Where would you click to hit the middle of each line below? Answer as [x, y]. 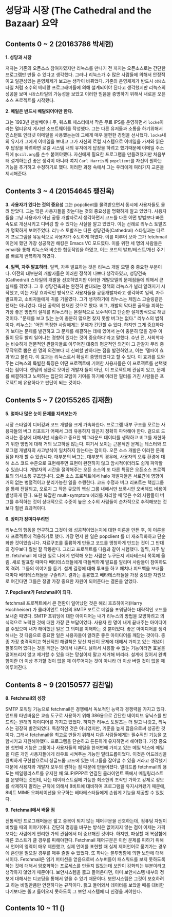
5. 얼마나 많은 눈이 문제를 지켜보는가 [41, 414]
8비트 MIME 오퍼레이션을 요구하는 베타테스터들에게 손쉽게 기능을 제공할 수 [80, 793]
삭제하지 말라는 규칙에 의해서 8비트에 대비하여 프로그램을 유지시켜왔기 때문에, [88, 786]
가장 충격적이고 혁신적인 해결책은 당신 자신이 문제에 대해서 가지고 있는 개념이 [87, 641]
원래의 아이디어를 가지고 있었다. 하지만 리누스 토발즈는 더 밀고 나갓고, [88, 722]
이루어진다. [16, 667]
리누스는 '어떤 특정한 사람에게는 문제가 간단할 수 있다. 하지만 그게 [81, 325]
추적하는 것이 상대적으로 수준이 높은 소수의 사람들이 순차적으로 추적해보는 [88, 501]
